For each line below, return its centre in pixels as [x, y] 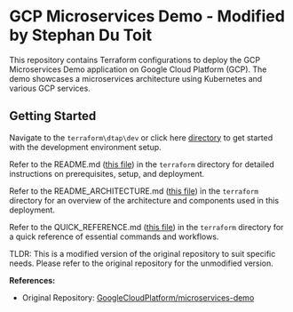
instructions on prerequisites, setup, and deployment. [107, 173]
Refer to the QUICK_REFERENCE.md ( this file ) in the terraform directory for [146, 227]
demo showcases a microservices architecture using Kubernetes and [136, 78]
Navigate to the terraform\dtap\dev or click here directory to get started [141, 137]
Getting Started [53, 116]
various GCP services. [50, 88]
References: [32, 280]
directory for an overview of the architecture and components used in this [144, 200]
